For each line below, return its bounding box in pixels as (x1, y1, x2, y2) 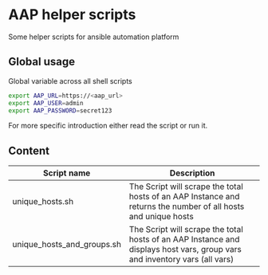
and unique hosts (128, 211, 194, 222)
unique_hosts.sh (12, 196, 74, 207)
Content (8, 143, 50, 157)
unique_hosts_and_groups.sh (12, 239, 122, 250)
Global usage (8, 55, 76, 69)
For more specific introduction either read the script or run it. (8, 121, 208, 131)
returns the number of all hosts (128, 201, 245, 212)
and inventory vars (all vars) (128, 253, 235, 265)
